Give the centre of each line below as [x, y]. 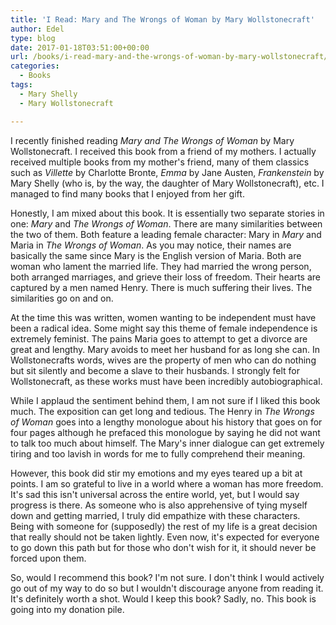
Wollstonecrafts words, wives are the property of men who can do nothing [163, 360]
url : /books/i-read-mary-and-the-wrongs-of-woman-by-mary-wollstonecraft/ [169, 57]
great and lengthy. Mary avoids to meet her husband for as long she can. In [165, 349]
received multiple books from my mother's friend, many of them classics [160, 162]
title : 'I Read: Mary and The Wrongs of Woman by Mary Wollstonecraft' [162, 19]
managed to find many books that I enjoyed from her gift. [127, 193]
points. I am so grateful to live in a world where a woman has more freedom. [167, 483]
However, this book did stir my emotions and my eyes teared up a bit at [156, 473]
